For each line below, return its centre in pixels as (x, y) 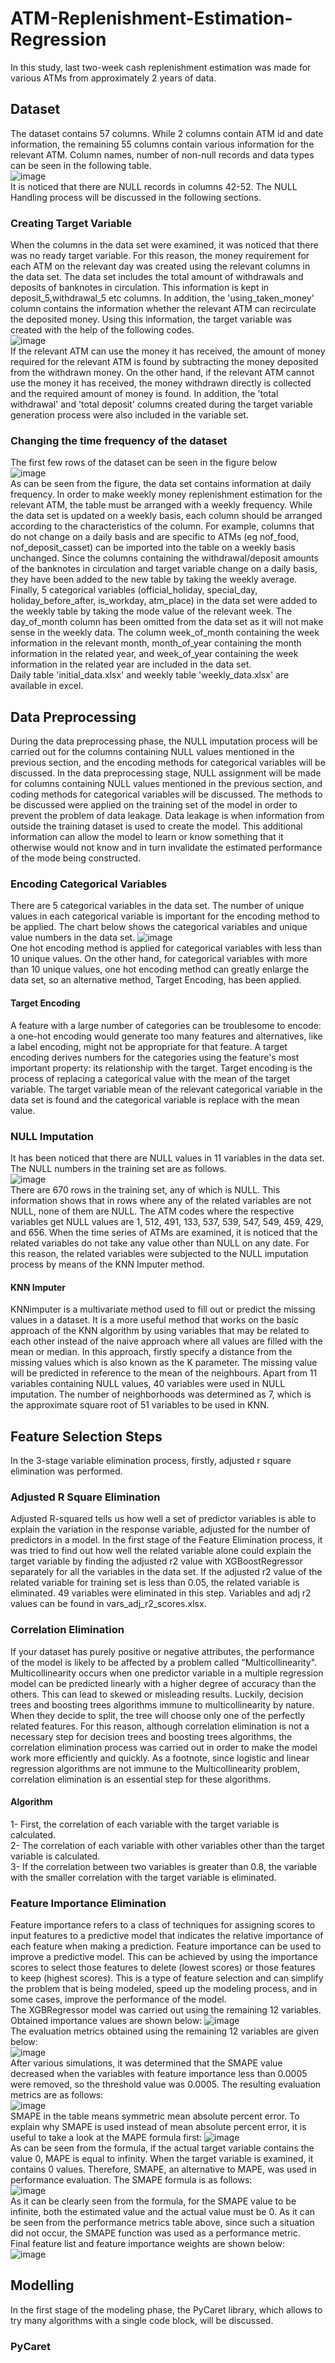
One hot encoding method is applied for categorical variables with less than (166, 948)
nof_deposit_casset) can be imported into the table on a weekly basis (153, 548)
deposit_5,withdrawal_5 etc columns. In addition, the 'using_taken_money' (162, 298)
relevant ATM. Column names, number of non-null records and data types (162, 154)
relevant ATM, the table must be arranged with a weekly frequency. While (161, 505)
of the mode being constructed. (76, 858)
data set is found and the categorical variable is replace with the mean (155, 1099)
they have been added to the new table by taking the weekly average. (154, 579)
